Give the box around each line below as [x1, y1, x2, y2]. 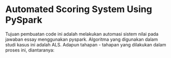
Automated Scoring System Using [5, 4, 152, 15]
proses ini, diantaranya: [5, 47, 55, 53]
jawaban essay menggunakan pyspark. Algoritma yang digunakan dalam [5, 36, 158, 42]
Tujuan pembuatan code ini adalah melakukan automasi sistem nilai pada [5, 31, 159, 37]
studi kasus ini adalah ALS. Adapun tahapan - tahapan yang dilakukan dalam [5, 41, 166, 47]
